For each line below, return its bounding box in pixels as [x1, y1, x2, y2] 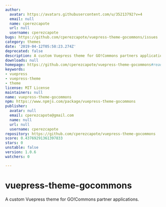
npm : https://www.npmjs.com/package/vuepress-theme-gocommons [5, 99, 136, 104]
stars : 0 [5, 140, 23, 146]
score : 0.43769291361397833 [5, 136, 63, 141]
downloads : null [5, 58, 39, 63]
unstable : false [5, 145, 39, 150]
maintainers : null [5, 90, 43, 95]
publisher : [5, 104, 28, 109]
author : [5, 7, 21, 12]
